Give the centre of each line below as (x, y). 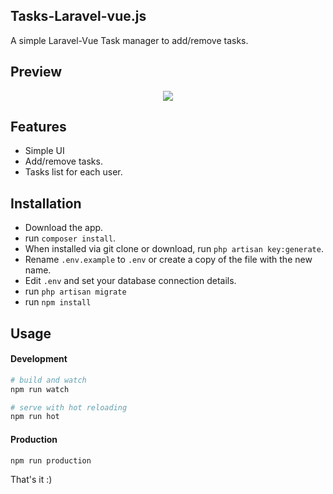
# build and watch (48, 380)
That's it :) (31, 480)
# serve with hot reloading (69, 407)
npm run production (51, 460)
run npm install (58, 302)
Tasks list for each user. (73, 172)
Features (38, 127)
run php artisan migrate (75, 291)
